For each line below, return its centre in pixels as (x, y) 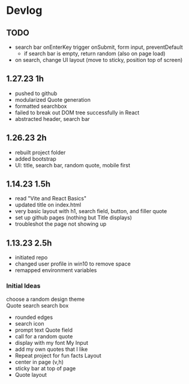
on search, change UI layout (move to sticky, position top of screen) (99, 60)
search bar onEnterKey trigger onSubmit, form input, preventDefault (99, 47)
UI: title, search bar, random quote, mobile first (73, 165)
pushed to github (36, 93)
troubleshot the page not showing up (61, 224)
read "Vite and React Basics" (51, 199)
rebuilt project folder (40, 152)
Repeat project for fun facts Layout (58, 355)
